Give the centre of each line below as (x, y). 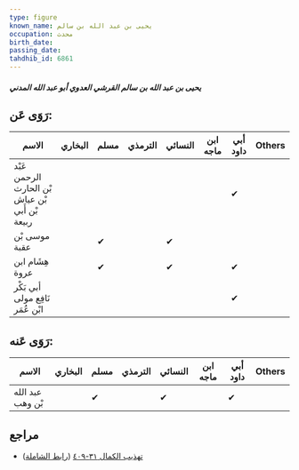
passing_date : (36, 51)
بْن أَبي (26, 211)
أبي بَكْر (28, 287)
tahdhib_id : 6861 (41, 59)
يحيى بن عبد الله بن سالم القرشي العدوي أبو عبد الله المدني (105, 87)
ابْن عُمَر (28, 309)
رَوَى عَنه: (31, 341)
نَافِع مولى (32, 299)
